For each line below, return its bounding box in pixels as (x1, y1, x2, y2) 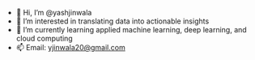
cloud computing (15, 33, 73, 43)
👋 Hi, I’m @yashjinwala (15, 8, 92, 17)
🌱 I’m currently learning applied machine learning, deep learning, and (15, 25, 247, 34)
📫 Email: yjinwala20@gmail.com (15, 43, 125, 52)
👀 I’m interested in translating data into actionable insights (15, 16, 210, 26)
